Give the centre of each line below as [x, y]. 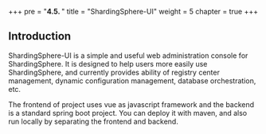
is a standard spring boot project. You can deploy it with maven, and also [128, 113]
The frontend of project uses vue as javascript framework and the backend [131, 104]
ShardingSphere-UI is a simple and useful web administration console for [128, 56]
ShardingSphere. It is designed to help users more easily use [108, 63]
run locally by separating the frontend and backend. [94, 121]
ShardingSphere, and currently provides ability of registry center [114, 72]
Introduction [40, 36]
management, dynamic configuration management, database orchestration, [132, 80]
